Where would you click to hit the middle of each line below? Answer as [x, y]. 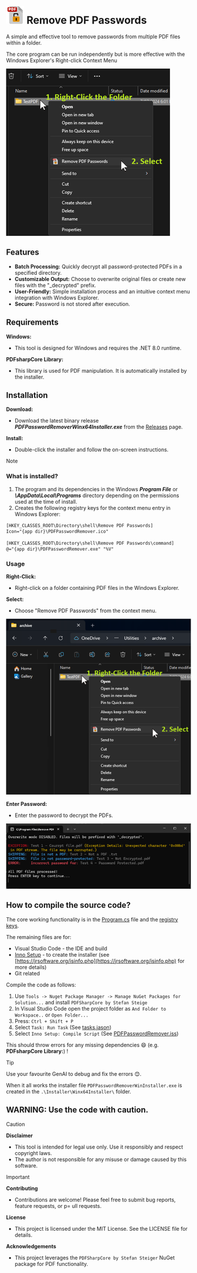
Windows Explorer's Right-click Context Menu [62, 60]
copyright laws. [33, 1153]
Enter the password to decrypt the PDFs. [64, 815]
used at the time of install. [46, 501]
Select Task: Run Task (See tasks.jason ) [63, 1027]
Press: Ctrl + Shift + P [44, 1021]
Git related [27, 973]
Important [18, 1177]
